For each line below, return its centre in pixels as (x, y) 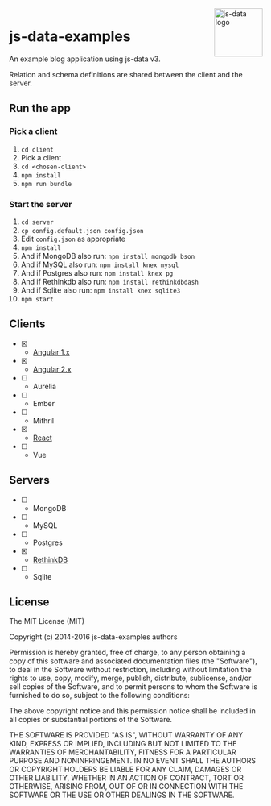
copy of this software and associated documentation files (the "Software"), (133, 661)
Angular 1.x (51, 352)
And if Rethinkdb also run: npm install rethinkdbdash (110, 281)
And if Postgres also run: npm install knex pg (97, 272)
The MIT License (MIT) (47, 621)
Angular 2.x (52, 369)
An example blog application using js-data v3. (85, 59)
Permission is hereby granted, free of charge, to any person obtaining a (127, 653)
